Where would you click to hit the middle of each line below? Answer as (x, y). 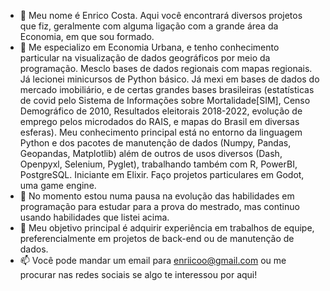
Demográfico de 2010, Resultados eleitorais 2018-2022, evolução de (161, 111)
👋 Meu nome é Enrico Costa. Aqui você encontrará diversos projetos (161, 15)
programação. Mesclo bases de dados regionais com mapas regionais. (166, 68)
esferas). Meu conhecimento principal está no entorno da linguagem (161, 132)
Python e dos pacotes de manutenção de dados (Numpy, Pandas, (155, 143)
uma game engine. (58, 185)
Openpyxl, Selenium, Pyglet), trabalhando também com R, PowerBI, (158, 164)
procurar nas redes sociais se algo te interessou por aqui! (138, 274)
